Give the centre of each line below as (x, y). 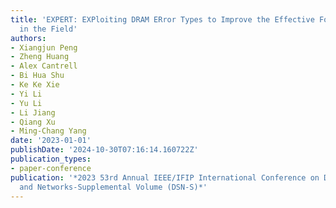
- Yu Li (26, 103)
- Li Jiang (33, 112)
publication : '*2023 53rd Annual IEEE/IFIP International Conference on (165, 177)
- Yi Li (26, 94)
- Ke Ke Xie (35, 85)
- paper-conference (51, 168)
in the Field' (48, 29)
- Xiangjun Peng (44, 47)
